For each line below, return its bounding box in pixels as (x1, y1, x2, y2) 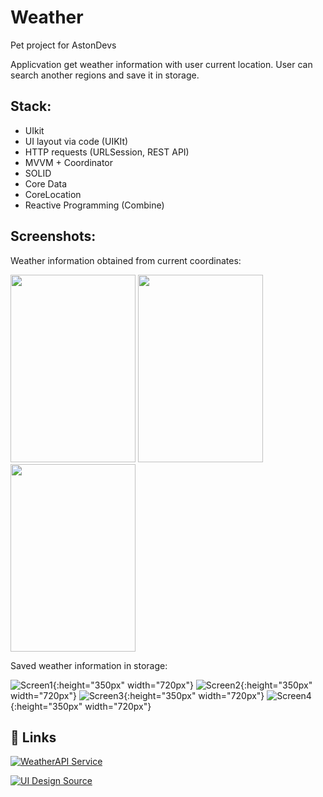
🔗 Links (10, 729, 57, 746)
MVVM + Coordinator (24, 156, 114, 168)
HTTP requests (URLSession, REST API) (24, 146, 190, 158)
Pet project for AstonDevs (10, 39, 117, 51)
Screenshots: (10, 228, 97, 245)
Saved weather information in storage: (10, 659, 168, 671)
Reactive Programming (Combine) (24, 199, 165, 211)
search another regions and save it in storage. (10, 69, 200, 81)
